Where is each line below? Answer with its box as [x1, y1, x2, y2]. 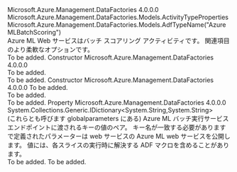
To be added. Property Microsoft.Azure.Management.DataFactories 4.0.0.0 [7, 98, 226, 107]
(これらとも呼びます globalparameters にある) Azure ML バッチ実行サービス [7, 115, 229, 122]
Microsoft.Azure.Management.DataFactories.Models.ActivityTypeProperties [7, 13, 229, 21]
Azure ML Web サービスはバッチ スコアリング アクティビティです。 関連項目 [7, 37, 231, 45]
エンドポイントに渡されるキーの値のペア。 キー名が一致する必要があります [7, 123, 226, 132]
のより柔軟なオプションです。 [7, 45, 94, 54]
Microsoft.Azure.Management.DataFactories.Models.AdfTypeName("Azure [7, 21, 226, 29]
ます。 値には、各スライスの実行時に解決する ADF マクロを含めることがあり [7, 141, 230, 149]
